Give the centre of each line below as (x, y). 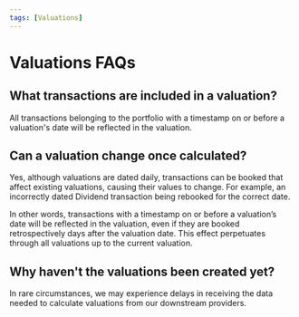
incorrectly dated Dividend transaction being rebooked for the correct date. (150, 197)
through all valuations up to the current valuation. (101, 243)
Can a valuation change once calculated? (128, 156)
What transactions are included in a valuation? (144, 96)
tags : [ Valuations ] (46, 18)
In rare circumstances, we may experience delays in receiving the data (141, 293)
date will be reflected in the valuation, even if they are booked (125, 224)
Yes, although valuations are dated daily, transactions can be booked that (146, 178)
